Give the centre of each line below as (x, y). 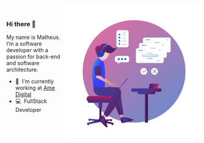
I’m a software (24, 44)
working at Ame (35, 88)
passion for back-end (33, 57)
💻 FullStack (31, 101)
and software (23, 63)
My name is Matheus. (33, 37)
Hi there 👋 (21, 24)
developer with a (27, 51)
